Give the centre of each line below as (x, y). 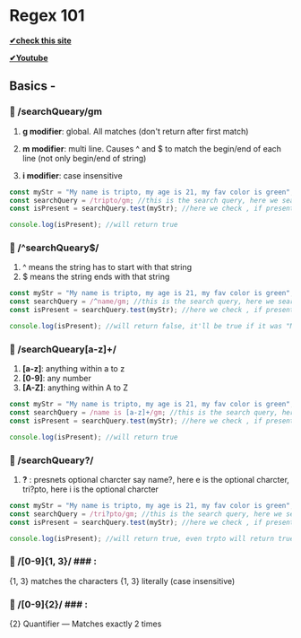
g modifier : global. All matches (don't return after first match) (135, 131)
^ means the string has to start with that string (107, 267)
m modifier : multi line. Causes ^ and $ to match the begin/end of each (152, 148)
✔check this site (40, 40)
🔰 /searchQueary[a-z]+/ (63, 349)
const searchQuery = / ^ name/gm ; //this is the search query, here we (142, 302)
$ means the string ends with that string (96, 277)
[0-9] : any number (56, 379)
